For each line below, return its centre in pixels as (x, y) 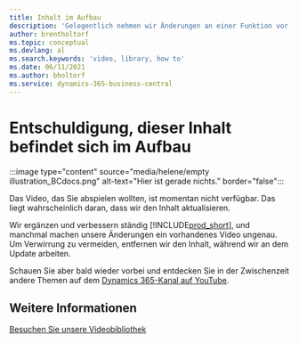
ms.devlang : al (37, 51)
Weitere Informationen (73, 308)
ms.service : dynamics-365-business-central (91, 84)
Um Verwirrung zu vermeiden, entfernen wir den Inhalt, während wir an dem (149, 244)
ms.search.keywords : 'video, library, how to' (97, 59)
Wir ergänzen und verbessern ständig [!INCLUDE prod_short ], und (130, 225)
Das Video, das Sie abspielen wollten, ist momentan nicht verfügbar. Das (142, 198)
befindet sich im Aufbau (100, 147)
